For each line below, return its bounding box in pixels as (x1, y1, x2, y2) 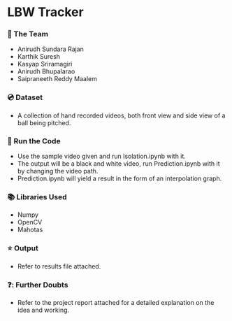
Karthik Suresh (17, 52, 61, 61)
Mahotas (17, 225, 43, 234)
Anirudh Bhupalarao (17, 67, 75, 76)
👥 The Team (7, 29, 49, 39)
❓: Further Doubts (7, 280, 68, 290)
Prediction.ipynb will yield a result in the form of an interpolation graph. (17, 174, 222, 183)
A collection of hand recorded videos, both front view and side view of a (17, 111, 226, 120)
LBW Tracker (7, 4, 84, 20)
